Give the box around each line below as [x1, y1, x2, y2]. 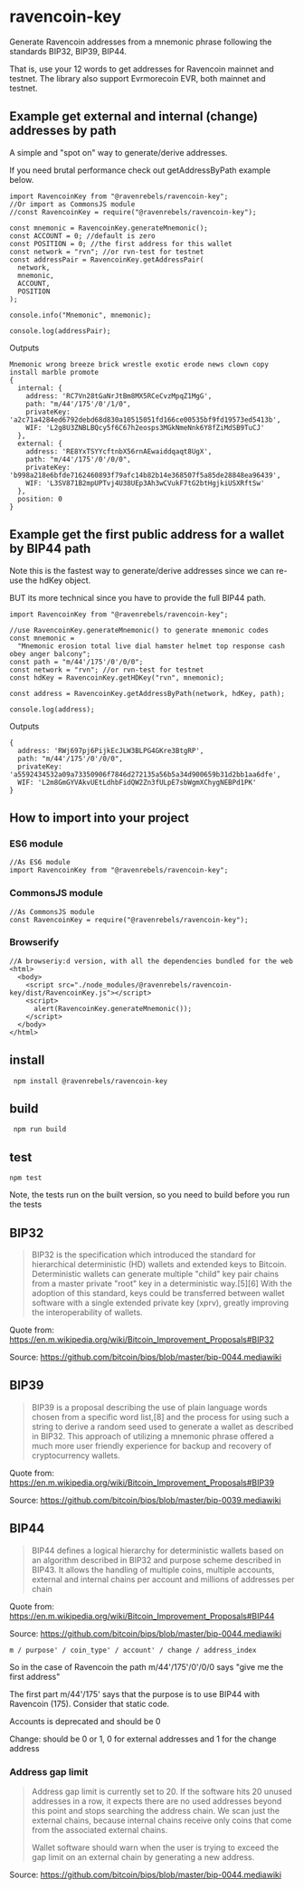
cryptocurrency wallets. [31, 1450, 120, 1461]
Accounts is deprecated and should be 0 [9, 1715, 161, 1726]
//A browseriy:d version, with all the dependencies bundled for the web [9, 957, 294, 966]
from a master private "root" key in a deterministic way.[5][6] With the [31, 1278, 292, 1289]
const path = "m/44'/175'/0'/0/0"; [9, 657, 144, 666]
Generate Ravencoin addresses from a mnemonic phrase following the [9, 36, 272, 47]
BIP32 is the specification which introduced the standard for [31, 1249, 256, 1260]
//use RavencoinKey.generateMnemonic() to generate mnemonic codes [9, 625, 270, 634]
